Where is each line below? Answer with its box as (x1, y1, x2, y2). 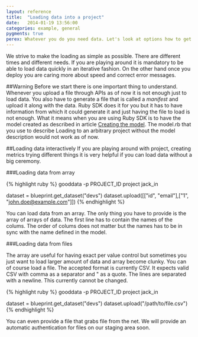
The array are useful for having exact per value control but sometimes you (6, 252, 187, 259)
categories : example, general (6, 25, 81, 31)
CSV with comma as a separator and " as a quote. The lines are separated (6, 271, 186, 278)
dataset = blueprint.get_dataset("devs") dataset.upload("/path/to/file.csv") (6, 300, 188, 307)
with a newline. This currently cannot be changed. (6, 277, 128, 284)
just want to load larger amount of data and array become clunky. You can (6, 258, 187, 265)
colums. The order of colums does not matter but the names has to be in (6, 222, 183, 229)
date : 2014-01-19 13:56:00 (6, 20, 78, 26)
